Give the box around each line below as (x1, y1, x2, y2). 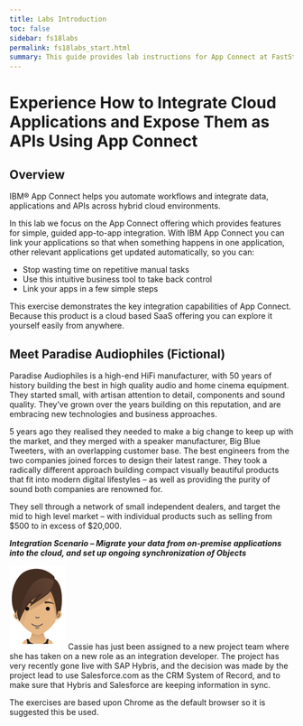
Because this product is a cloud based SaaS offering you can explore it (9, 311, 273, 321)
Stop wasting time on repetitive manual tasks (22, 265, 189, 275)
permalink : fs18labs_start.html (9, 43, 131, 52)
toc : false (9, 23, 50, 33)
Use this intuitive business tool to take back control (22, 274, 213, 284)
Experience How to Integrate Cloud (9, 93, 277, 113)
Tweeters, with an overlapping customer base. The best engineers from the (9, 445, 290, 456)
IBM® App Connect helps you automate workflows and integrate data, (9, 191, 269, 202)
